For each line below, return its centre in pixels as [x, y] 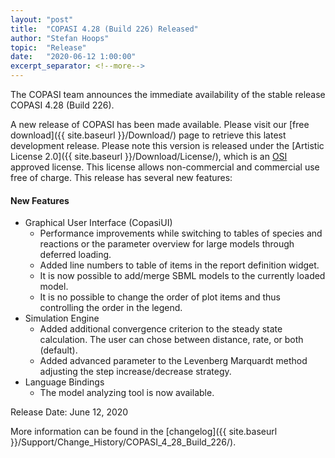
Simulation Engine [62, 318]
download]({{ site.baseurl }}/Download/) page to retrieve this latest [148, 135]
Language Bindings [64, 382]
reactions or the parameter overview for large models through [167, 244]
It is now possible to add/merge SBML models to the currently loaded [182, 276]
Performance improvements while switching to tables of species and [181, 233]
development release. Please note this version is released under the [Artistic [167, 145]
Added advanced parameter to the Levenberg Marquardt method [173, 361]
